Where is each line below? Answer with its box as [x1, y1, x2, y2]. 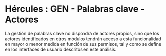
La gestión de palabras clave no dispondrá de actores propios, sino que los [5, 30, 159, 36]
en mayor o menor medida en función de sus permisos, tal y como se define [5, 41, 162, 47]
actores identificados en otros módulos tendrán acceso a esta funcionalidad [5, 36, 161, 42]
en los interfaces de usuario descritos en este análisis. [5, 46, 117, 52]
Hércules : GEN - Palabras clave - [5, 3, 145, 15]
